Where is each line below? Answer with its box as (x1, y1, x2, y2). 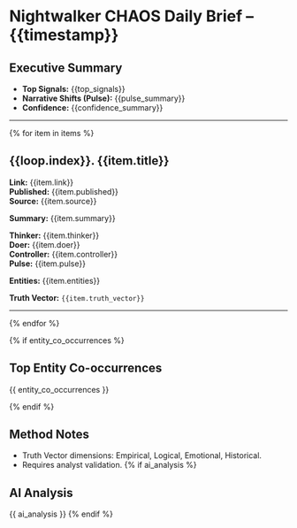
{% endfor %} (9, 318, 60, 328)
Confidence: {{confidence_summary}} (21, 103, 164, 112)
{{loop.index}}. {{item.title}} (9, 153, 170, 169)
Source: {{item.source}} (9, 195, 97, 206)
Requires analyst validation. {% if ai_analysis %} (21, 460, 197, 471)
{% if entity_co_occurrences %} (9, 334, 126, 346)
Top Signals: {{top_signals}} (21, 84, 126, 94)
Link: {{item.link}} (9, 177, 74, 187)
